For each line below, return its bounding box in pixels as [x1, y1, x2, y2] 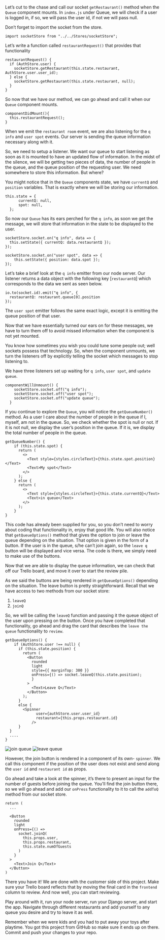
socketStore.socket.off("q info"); [14, 387, 87, 392]
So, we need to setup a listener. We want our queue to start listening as [5, 148, 150, 154]
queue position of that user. [5, 313, 61, 318]
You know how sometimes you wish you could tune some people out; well [5, 343, 155, 348]
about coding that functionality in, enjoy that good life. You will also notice [5, 527, 155, 533]
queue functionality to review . [5, 628, 64, 634]
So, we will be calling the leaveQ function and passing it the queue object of [5, 613, 159, 618]
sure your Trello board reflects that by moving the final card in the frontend [5, 884, 158, 890]
